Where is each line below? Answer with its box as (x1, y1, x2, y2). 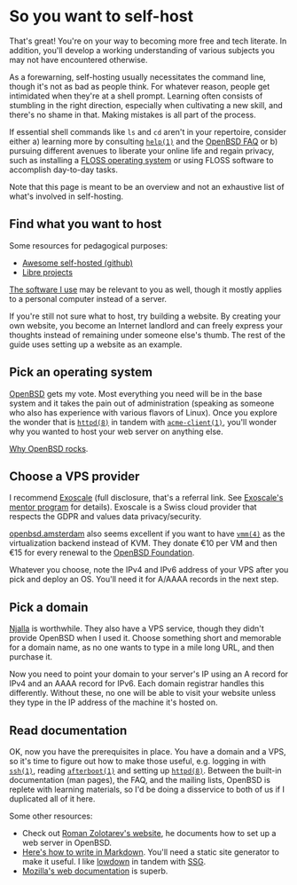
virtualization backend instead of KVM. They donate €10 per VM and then (9, 538, 277, 549)
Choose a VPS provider (9, 469, 140, 484)
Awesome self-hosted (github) (21, 257, 133, 268)
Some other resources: (9, 810, 93, 821)
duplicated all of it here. (9, 794, 96, 804)
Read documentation (9, 723, 128, 738)
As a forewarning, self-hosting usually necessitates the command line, (9, 71, 266, 82)
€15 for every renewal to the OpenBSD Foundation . (9, 548, 195, 558)
